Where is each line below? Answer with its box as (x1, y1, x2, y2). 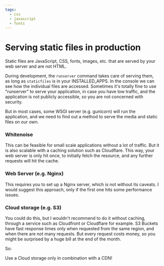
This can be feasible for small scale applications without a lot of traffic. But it (5, 142, 160, 148)
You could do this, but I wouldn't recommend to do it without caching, (5, 215, 146, 221)
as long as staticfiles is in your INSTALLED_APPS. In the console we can (5, 78, 155, 84)
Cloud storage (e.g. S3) (5, 204, 62, 211)
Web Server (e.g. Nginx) (5, 170, 64, 177)
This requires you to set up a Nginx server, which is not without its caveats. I (5, 181, 159, 187)
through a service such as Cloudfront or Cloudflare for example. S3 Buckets (5, 220, 158, 226)
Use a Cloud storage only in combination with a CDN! (5, 255, 113, 261)
